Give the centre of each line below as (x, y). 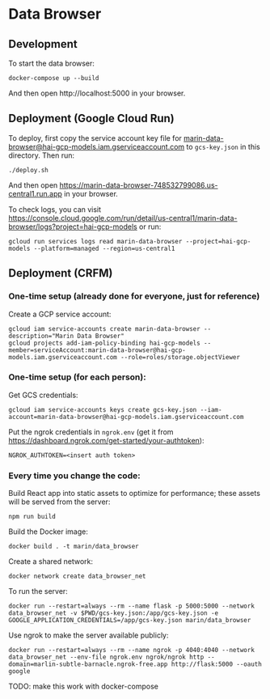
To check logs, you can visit (55, 209)
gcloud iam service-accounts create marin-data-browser (104, 328)
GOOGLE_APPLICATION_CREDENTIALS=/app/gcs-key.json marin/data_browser (130, 621)
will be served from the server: (59, 502)
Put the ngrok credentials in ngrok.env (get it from (91, 432)
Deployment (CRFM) (61, 273)
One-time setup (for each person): (78, 377)
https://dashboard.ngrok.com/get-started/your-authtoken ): (106, 440)
